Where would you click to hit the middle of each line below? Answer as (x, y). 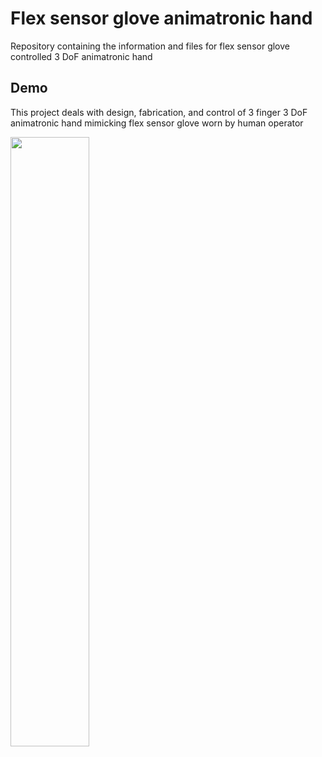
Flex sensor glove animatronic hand (161, 18)
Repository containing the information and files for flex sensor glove (150, 46)
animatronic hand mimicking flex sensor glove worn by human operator (157, 123)
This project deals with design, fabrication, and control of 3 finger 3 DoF (159, 112)
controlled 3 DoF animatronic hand (81, 56)
